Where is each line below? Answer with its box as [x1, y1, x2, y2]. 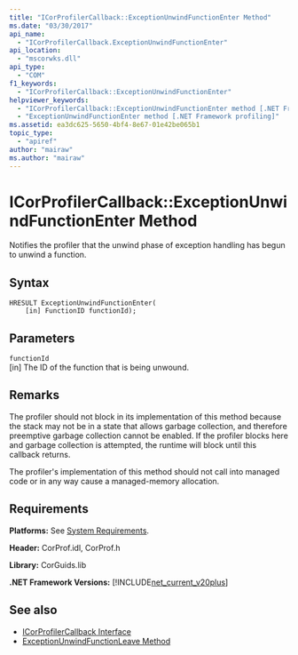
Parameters [9, 331, 75, 346]
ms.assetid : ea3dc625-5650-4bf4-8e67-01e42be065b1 [9, 121, 200, 130]
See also [9, 603, 58, 618]
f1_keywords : [9, 79, 58, 88]
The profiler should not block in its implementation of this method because [9, 411, 282, 422]
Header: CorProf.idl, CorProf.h [9, 542, 121, 553]
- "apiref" [17, 137, 58, 146]
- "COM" [17, 71, 46, 80]
